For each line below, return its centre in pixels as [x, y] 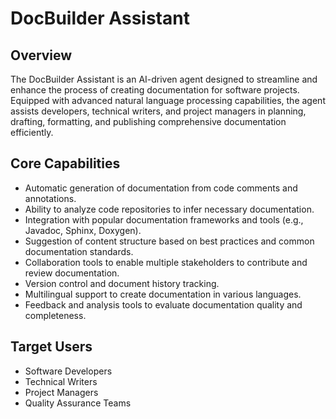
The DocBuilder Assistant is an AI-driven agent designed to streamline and [164, 79]
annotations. [50, 198]
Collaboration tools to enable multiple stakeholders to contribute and [166, 262]
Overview [41, 55]
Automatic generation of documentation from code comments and [161, 188]
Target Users [51, 347]
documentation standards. [79, 251]
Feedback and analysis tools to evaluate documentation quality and [163, 304]
